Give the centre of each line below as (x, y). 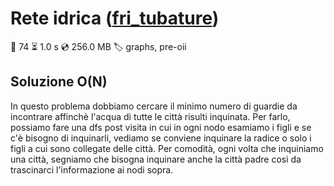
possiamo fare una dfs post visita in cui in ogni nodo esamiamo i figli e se (161, 127)
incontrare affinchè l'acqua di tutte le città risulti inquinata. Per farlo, (150, 116)
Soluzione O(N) (59, 82)
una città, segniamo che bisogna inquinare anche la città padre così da (156, 159)
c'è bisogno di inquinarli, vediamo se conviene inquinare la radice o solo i (161, 138)
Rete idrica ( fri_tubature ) (115, 18)
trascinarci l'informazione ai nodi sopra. (92, 169)
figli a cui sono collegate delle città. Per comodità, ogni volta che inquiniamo (167, 148)
